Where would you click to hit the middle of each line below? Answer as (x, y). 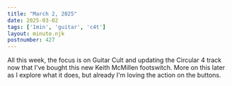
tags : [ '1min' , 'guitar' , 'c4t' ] (57, 27)
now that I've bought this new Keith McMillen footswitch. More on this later (116, 68)
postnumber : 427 (31, 40)
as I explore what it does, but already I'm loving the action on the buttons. (114, 75)
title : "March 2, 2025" (42, 14)
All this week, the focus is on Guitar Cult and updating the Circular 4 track (115, 60)
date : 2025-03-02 (33, 20)
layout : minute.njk (36, 33)
